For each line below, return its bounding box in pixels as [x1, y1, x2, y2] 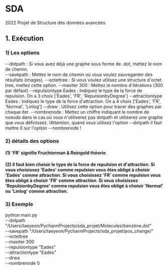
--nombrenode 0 [5, 260, 40, 266]
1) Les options [5, 49, 40, 56]
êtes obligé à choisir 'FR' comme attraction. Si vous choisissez [5, 177, 138, 184]
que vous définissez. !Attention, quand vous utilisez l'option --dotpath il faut [5, 119, 162, 126]
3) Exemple [5, 201, 34, 208]
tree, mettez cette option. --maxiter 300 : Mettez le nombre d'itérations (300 [5, 82, 163, 88]
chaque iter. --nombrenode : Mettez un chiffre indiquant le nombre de [5, 109, 149, 115]
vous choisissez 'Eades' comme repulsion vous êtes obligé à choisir [5, 166, 150, 172]
